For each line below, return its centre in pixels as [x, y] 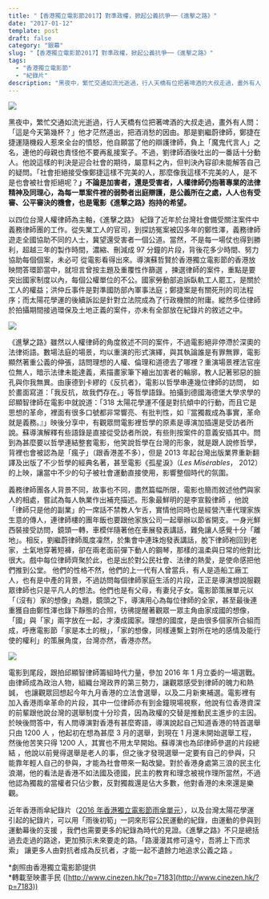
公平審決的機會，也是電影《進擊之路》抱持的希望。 [106, 202]
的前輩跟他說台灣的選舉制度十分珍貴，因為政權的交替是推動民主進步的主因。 [134, 713]
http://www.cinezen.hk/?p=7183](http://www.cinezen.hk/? [163, 877]
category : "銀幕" [36, 46]
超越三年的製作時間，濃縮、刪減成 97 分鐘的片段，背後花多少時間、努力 [141, 249]
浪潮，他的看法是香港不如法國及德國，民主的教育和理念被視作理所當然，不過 [134, 773]
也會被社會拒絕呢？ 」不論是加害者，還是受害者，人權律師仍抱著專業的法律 [138, 182]
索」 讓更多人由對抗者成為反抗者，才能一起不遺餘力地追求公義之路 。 [122, 850]
